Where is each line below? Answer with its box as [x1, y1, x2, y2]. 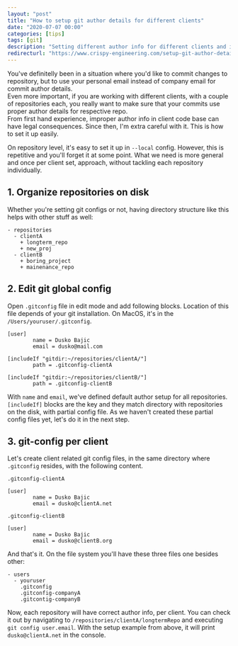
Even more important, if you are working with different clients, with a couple [7, 91, 229, 100]
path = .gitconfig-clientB [33, 380, 113, 387]
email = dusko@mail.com [33, 343, 103, 350]
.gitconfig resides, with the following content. [7, 462, 144, 470]
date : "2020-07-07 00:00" [7, 23, 84, 30]
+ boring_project [20, 257, 72, 264]
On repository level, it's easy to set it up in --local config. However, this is [7, 143, 225, 152]
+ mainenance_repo [20, 263, 74, 271]
